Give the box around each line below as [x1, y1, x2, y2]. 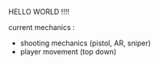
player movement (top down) [19, 47, 117, 56]
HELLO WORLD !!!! [8, 7, 70, 16]
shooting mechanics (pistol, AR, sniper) [19, 38, 152, 48]
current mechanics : [8, 23, 75, 32]
